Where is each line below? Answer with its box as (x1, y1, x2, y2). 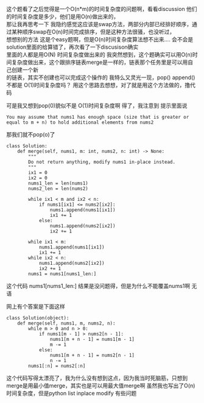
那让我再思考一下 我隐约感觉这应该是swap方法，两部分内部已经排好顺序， (6, 21, 192, 27)
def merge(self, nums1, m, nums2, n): (17, 320, 116, 326)
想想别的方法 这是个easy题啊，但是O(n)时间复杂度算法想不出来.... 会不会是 (6, 36, 194, 43)
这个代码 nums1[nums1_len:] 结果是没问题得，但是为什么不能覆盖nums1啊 (6, 282, 191, 289)
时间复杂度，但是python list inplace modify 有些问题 (6, 390, 137, 397)
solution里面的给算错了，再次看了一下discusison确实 (6, 43, 139, 51)
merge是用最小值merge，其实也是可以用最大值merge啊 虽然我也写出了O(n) (6, 382, 195, 389)
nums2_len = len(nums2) (28, 186, 88, 192)
